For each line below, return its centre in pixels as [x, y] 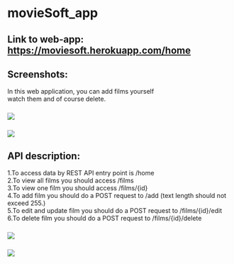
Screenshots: [38, 74]
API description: [44, 156]
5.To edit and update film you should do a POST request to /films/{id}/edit [115, 211]
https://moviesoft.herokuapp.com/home [99, 50]
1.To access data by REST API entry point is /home [81, 173]
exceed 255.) [27, 203]
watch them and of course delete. [57, 99]
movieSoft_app [52, 13]
